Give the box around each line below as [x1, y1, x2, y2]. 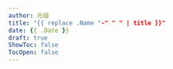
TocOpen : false [8, 48, 59, 56]
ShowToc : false [8, 41, 59, 49]
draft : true [8, 33, 48, 42]
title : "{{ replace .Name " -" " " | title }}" [8, 19, 166, 27]
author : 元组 [8, 11, 49, 20]
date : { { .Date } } [8, 26, 69, 34]
